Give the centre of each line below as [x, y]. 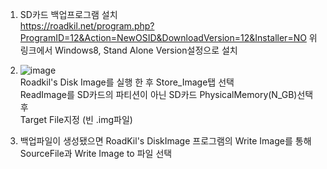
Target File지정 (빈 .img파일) [76, 119]
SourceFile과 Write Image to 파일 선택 [96, 153]
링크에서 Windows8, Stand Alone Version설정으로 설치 [128, 50]
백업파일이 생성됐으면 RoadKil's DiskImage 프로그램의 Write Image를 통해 [165, 141]
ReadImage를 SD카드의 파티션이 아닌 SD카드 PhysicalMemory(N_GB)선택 [166, 94]
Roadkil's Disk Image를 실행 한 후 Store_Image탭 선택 [127, 82]
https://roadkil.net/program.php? [87, 26]
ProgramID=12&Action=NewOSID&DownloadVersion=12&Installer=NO [163, 37]
